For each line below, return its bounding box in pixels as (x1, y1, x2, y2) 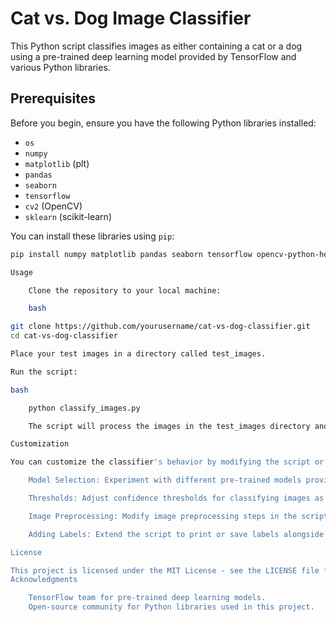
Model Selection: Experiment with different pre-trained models (28, 475, 302, 486)
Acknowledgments (10, 575, 78, 585)
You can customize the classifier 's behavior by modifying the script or (10, 457, 325, 467)
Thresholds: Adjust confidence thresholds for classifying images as (28, 493, 325, 503)
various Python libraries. (10, 61, 111, 73)
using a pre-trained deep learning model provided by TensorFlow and (10, 50, 297, 62)
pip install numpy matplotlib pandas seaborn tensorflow (10, 249, 253, 259)
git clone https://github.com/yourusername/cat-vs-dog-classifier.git (10, 322, 311, 332)
